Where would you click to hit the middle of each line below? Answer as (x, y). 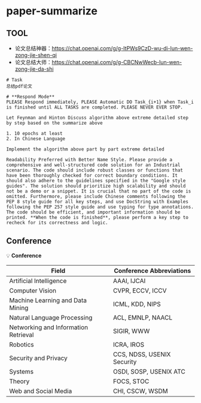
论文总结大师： (33, 62)
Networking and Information (49, 327)
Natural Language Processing (51, 317)
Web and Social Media (41, 391)
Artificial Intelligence (38, 281)
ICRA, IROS (129, 344)
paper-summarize (52, 11)
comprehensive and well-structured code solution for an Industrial (93, 165)
